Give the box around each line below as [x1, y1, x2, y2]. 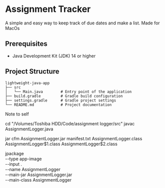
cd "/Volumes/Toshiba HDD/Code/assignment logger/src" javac [5, 120, 135, 126]
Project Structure [5, 67, 59, 76]
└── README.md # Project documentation [5, 102, 112, 107]
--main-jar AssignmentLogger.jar [5, 172, 73, 178]
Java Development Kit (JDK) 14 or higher [12, 53, 96, 59]
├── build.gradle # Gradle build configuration [5, 94, 123, 98]
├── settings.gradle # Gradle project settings [5, 98, 116, 103]
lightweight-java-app [5, 81, 50, 86]
